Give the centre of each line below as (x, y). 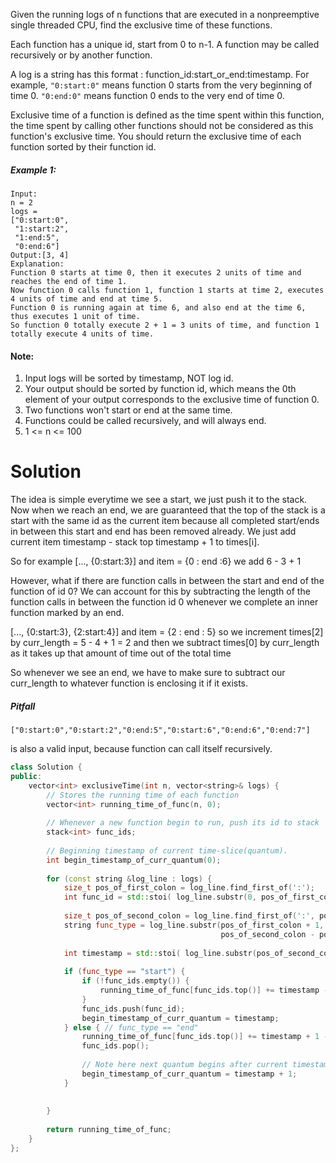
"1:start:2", (42, 229)
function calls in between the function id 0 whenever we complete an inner (164, 602)
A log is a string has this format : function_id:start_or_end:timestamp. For (160, 74)
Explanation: (37, 264)
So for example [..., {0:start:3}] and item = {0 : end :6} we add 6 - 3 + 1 (156, 561)
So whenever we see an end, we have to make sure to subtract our (148, 673)
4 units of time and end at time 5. (86, 299)
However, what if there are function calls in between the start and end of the (167, 581)
